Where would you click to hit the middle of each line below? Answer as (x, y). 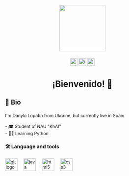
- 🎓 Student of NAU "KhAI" (33, 126)
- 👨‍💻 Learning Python (27, 134)
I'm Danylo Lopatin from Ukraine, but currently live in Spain (65, 116)
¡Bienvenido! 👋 (82, 84)
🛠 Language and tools (32, 146)
